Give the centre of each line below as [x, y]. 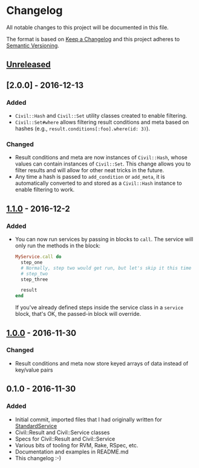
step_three [34, 279]
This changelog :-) [38, 458]
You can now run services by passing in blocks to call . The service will [104, 239]
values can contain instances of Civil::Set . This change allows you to [103, 164]
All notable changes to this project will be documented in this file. [88, 27]
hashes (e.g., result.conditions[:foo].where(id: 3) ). [82, 129]
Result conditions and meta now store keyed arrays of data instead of [102, 363]
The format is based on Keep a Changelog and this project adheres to [93, 39]
